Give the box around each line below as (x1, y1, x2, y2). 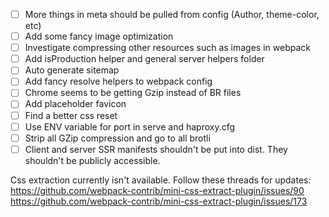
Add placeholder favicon (24, 98, 127, 110)
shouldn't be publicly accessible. (24, 154, 161, 166)
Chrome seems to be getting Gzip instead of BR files (24, 87, 242, 99)
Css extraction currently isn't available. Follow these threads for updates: (10, 174, 312, 186)
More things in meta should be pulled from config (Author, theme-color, (24, 9, 320, 20)
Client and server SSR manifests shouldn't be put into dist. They (24, 143, 288, 155)
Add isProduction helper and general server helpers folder (24, 53, 265, 65)
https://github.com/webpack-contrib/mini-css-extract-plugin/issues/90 (10, 184, 305, 196)
